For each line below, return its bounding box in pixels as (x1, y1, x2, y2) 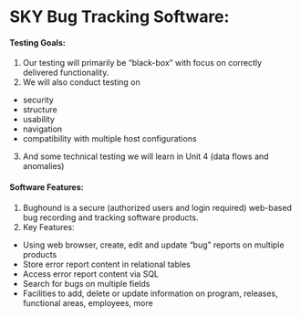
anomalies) (22, 161, 65, 172)
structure (22, 104, 57, 115)
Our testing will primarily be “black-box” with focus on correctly (22, 58, 263, 69)
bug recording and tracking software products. (22, 212, 199, 223)
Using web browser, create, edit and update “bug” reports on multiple (22, 239, 285, 250)
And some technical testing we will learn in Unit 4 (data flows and (22, 151, 269, 162)
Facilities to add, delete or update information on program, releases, (22, 288, 278, 299)
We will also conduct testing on (22, 77, 140, 88)
